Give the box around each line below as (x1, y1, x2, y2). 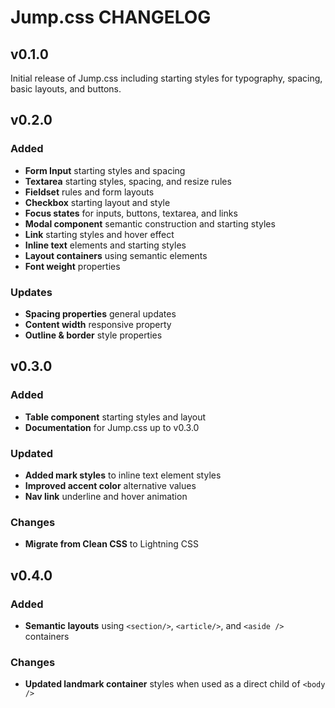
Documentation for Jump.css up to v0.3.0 (24, 421, 200, 433)
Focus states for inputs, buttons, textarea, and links (24, 207, 238, 219)
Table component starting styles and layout (24, 411, 207, 423)
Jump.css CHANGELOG (10, 6, 212, 29)
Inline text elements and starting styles (24, 239, 187, 251)
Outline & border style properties (24, 329, 163, 341)
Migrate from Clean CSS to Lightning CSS (24, 538, 199, 550)
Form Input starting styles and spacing (24, 164, 186, 176)
